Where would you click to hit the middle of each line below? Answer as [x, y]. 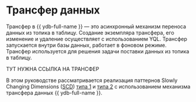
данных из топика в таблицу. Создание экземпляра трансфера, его [90, 32]
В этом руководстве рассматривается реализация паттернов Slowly [92, 80]
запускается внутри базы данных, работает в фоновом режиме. [86, 45]
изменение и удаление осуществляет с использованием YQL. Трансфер [97, 39]
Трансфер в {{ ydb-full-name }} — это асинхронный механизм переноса [96, 26]
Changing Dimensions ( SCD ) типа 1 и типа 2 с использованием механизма [98, 86]
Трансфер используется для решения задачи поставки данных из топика [98, 51]
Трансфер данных [53, 10]
